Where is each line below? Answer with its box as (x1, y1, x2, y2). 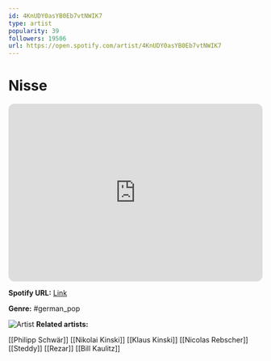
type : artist (8, 19, 52, 27)
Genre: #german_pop (8, 304, 81, 313)
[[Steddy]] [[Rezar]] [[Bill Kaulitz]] (8, 344, 121, 354)
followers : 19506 (8, 34, 67, 43)
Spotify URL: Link (8, 288, 68, 298)
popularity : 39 (8, 27, 60, 35)
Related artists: (35, 320, 89, 330)
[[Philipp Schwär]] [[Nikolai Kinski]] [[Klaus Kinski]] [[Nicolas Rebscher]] (8, 335, 248, 345)
